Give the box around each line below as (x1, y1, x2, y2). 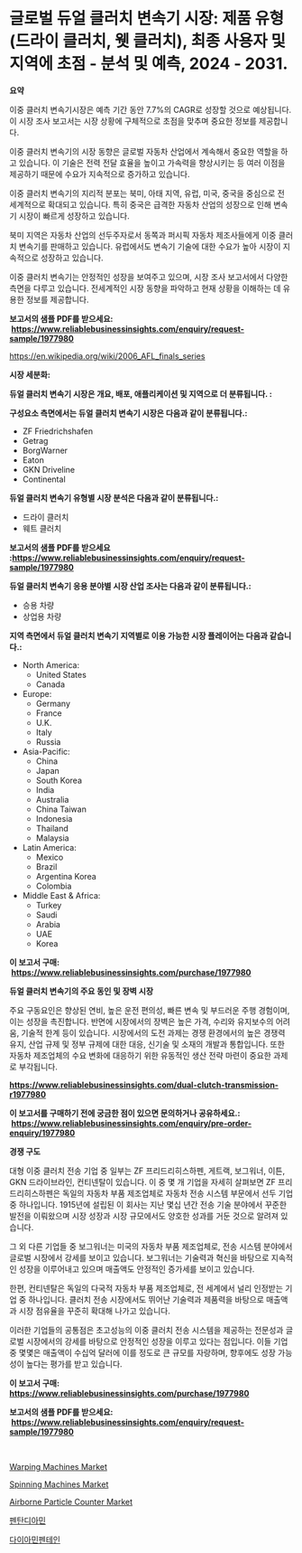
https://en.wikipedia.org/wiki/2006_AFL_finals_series (9, 350, 206, 362)
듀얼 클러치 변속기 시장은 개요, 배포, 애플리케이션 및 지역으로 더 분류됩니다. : (9, 388, 273, 399)
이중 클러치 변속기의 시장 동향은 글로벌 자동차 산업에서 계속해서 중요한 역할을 (9, 146, 279, 156)
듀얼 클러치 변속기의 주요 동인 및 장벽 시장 (9, 985, 154, 996)
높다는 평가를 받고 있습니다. (25, 1358, 124, 1369)
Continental (22, 474, 66, 485)
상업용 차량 (22, 611, 62, 622)
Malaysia (35, 833, 69, 843)
